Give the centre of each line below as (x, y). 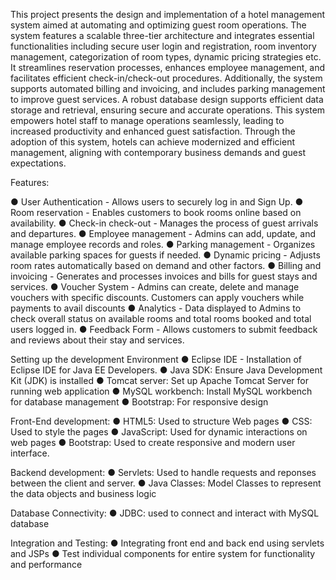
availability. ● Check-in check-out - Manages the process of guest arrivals (164, 223)
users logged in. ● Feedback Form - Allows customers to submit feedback (164, 329)
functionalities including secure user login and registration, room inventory (163, 46)
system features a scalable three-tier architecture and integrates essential (162, 35)
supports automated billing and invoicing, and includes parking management (168, 88)
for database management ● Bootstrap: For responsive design (139, 402)
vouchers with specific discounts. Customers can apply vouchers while (157, 297)
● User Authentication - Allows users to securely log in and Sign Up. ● (157, 202)
